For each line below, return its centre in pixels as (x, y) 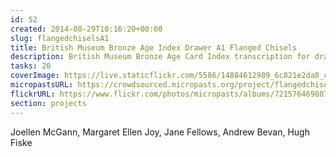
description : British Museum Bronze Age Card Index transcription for (160, 57)
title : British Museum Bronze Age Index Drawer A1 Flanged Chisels (154, 47)
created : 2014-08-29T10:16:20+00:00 (86, 29)
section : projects (48, 103)
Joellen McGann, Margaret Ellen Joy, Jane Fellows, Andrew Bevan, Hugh (160, 132)
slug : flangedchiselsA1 (60, 38)
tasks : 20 (31, 66)
